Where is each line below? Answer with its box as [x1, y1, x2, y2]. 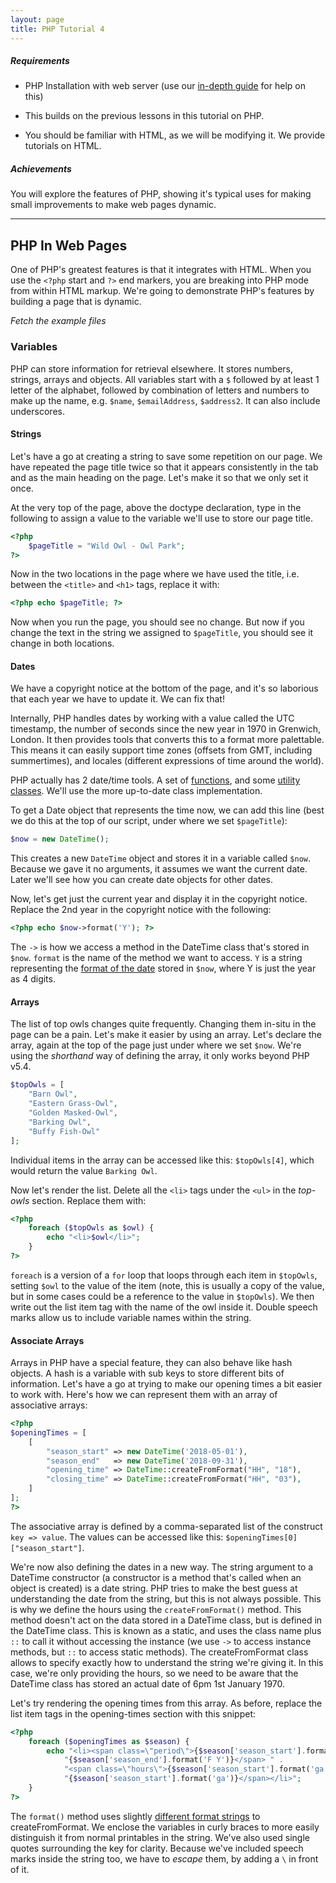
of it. [10, 1863, 30, 1875]
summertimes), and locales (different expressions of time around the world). [10, 755, 325, 767]
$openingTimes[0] [225, 1532, 298, 1543]
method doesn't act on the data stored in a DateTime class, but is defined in [10, 1614, 323, 1626]
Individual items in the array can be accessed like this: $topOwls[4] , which [10, 1154, 315, 1166]
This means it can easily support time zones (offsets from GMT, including [10, 744, 313, 756]
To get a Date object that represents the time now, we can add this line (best [10, 804, 325, 816]
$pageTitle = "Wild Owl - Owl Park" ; [28, 541, 186, 551]
